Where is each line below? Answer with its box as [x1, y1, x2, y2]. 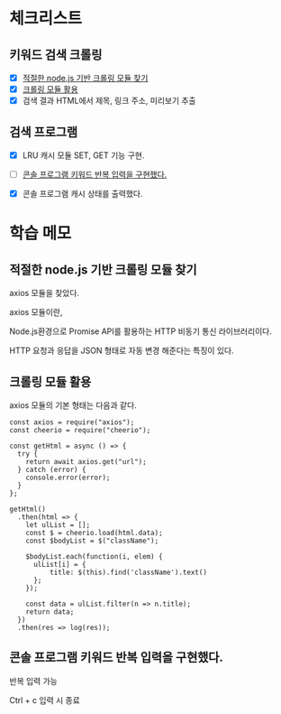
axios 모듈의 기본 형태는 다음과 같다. [9, 400, 137, 411]
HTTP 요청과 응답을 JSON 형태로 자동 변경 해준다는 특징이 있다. [9, 345, 234, 357]
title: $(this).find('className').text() [49, 568, 207, 577]
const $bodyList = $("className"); [25, 536, 159, 545]
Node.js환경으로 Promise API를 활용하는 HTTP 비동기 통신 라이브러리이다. [9, 326, 272, 337]
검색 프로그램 [9, 124, 78, 140]
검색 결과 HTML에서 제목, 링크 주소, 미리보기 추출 [22, 96, 196, 107]
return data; [25, 607, 75, 617]
